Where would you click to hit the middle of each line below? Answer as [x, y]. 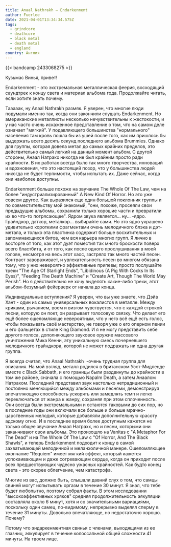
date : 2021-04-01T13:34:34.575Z [40, 19]
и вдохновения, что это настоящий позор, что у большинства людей [80, 168]
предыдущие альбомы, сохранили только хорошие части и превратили [83, 211]
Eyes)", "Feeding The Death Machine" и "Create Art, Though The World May [86, 276]
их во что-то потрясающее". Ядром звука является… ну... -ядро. [76, 216]
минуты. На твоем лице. [32, 539]
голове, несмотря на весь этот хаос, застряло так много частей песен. [83, 254]
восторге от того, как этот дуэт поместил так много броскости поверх [82, 243]
